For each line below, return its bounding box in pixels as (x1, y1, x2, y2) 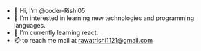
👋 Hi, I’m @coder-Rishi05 (13, 7, 86, 14)
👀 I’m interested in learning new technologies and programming (13, 14, 195, 22)
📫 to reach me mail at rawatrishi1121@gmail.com (13, 37, 153, 44)
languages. (13, 21, 46, 29)
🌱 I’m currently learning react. (13, 28, 99, 37)
